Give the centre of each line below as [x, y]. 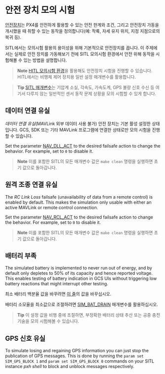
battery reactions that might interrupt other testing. [57, 284]
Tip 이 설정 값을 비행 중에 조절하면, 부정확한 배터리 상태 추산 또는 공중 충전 [89, 315]
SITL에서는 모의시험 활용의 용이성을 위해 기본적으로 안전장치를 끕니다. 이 [75, 48]
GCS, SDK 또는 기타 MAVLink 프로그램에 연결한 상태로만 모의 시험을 [85, 130]
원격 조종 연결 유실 [31, 185]
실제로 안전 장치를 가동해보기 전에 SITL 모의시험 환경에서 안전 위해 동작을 [84, 54]
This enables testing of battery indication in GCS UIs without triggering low [81, 278]
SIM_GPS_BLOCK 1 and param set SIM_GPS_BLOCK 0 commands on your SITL [80, 361]
